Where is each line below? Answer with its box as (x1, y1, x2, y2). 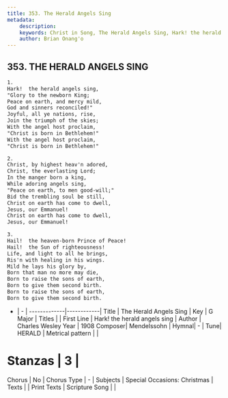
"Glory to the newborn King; (7, 92, 90, 99)
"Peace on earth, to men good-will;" (7, 186, 115, 194)
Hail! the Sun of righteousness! (7, 244, 106, 251)
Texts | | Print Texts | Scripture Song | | (7, 383, 117, 391)
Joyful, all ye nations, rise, (7, 111, 96, 118)
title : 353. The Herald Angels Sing (7, 10, 111, 17)
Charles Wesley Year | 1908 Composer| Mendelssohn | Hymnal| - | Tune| (16, 321, 222, 329)
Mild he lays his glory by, (7, 263, 87, 270)
